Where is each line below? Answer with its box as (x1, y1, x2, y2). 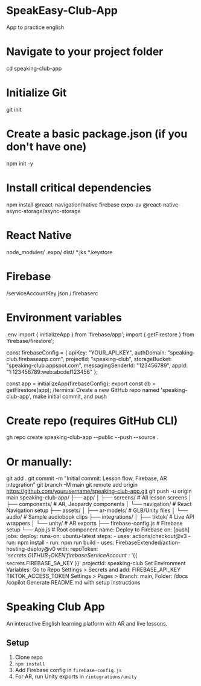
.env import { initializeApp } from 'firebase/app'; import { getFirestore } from (6, 330, 195, 338)
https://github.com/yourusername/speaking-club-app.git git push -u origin (6, 487, 192, 495)
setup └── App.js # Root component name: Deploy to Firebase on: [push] (6, 526, 190, 533)
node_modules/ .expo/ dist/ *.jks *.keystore (6, 248, 113, 255)
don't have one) (6, 140, 87, 153)
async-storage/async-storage (6, 207, 81, 214)
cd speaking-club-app (6, 65, 62, 72)
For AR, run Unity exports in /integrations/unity (14, 673, 137, 680)
